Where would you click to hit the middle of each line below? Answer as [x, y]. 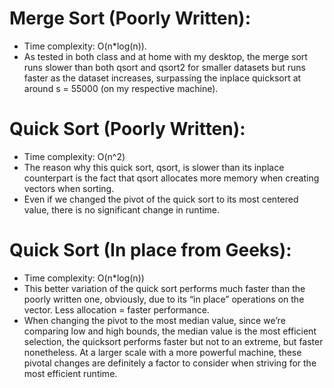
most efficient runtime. [70, 373]
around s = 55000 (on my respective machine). [121, 88]
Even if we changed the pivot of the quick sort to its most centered [161, 199]
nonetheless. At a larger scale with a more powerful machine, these [162, 352]
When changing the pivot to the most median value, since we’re [154, 320]
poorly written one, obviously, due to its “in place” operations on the [164, 299]
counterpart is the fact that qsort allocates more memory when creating [171, 178]
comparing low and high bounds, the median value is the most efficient [170, 331]
